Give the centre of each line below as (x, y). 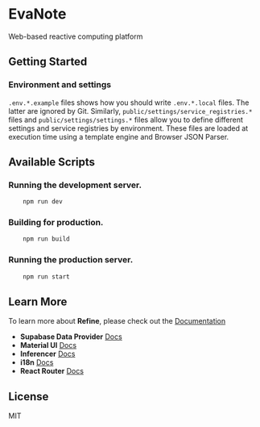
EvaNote (37, 14)
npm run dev (43, 202)
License (29, 396)
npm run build (46, 239)
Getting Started (48, 62)
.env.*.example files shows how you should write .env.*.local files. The (129, 103)
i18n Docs (37, 362)
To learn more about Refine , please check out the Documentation (117, 321)
